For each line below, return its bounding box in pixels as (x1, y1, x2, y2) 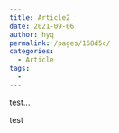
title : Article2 (9, 13, 70, 23)
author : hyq (9, 30, 54, 39)
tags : (9, 64, 30, 73)
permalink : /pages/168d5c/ (9, 38, 111, 48)
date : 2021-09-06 (9, 22, 75, 31)
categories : (9, 47, 54, 56)
